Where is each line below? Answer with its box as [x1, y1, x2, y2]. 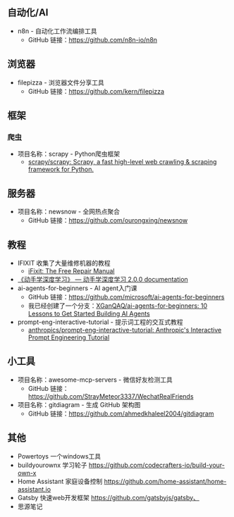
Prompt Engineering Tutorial [27, 333, 110, 342]
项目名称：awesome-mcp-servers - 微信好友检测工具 [17, 375, 173, 384]
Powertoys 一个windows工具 [17, 451, 101, 460]
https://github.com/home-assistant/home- [104, 477, 227, 485]
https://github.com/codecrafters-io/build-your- [88, 461, 226, 469]
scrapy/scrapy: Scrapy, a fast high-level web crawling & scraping [27, 158, 217, 166]
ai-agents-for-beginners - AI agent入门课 [17, 284, 137, 292]
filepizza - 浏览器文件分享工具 [17, 78, 104, 87]
